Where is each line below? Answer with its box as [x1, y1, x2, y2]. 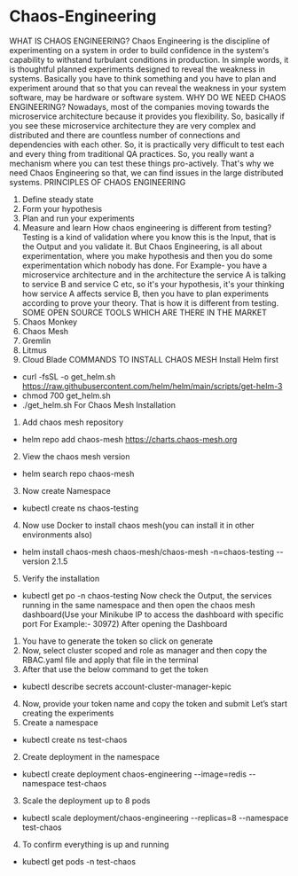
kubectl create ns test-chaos [21, 734, 128, 745]
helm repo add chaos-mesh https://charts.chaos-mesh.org [21, 434, 238, 444]
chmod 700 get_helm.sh [21, 390, 111, 401]
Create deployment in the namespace [21, 751, 160, 762]
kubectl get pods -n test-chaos [21, 856, 136, 866]
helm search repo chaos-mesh [21, 468, 135, 479]
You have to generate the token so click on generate [21, 636, 214, 646]
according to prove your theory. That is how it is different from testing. [21, 297, 279, 308]
